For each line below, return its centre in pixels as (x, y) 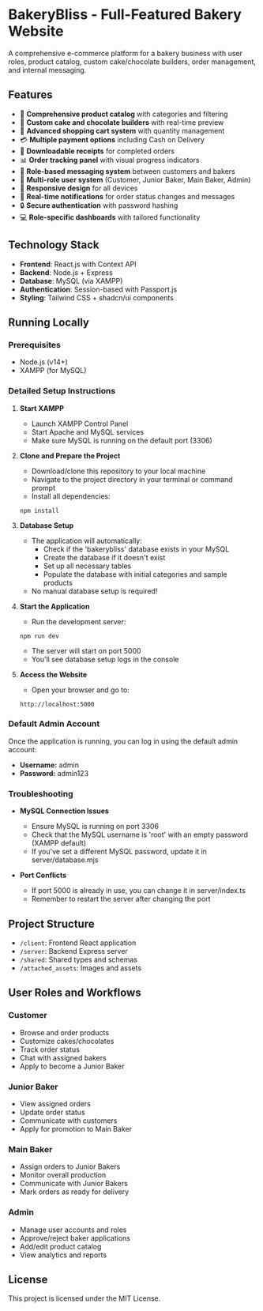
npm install (39, 510)
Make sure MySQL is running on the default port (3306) (122, 440)
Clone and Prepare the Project (70, 455)
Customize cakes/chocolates (67, 1041)
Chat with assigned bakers (63, 1057)
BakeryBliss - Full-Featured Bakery (125, 15)
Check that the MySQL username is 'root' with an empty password (140, 834)
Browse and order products (64, 1032)
